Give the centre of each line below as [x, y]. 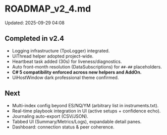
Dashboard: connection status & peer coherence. [63, 127]
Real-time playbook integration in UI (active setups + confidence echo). [86, 111]
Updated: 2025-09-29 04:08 [35, 23]
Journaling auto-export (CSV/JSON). [50, 116]
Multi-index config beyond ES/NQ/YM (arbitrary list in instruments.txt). [85, 105]
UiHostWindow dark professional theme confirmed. [65, 77]
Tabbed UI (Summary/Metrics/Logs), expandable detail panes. [77, 121]
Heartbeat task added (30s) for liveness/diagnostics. [67, 61]
